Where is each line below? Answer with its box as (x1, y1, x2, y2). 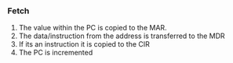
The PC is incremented (18, 48, 93, 58)
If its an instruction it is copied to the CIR (18, 40, 151, 49)
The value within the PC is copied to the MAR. (18, 23, 167, 33)
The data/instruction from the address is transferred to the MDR (18, 31, 225, 40)
